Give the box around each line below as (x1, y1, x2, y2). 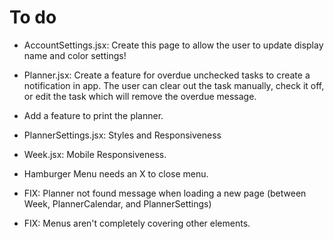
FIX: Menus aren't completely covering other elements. (23, 217, 251, 229)
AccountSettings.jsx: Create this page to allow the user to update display (23, 39, 324, 51)
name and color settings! (23, 49, 127, 61)
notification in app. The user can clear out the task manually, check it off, (23, 79, 325, 91)
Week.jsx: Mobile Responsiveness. (23, 148, 167, 160)
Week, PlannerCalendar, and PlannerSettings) (23, 197, 212, 210)
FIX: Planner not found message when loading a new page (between (23, 187, 307, 199)
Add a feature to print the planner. (23, 109, 164, 121)
